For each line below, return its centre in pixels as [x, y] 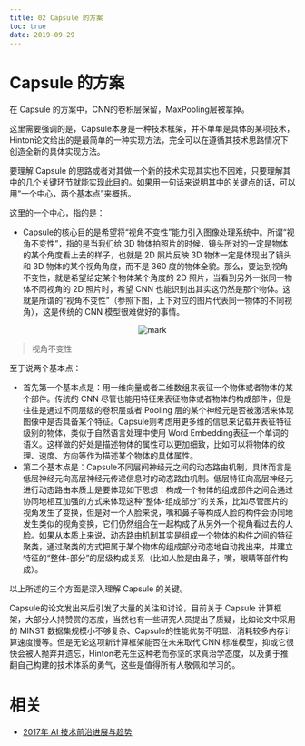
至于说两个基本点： [45, 368]
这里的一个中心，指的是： [57, 213]
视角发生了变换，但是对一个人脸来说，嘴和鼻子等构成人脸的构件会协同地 [157, 513]
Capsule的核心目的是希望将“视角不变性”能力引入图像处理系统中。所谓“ [155, 232]
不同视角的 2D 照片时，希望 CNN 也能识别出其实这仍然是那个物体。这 [161, 289]
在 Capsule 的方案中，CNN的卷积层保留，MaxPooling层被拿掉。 [129, 109]
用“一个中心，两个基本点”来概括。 [73, 194]
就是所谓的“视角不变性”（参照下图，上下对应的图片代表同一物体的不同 [153, 300]
